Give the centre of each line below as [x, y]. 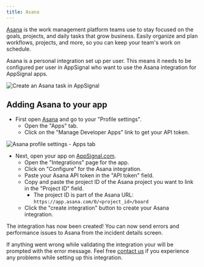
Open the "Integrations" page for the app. [77, 163]
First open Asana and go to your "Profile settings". [78, 119]
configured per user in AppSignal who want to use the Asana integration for [101, 67]
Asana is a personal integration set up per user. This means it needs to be [99, 60]
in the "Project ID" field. [54, 188]
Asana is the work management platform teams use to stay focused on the [100, 29]
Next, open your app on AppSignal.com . [66, 156]
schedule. [19, 49]
